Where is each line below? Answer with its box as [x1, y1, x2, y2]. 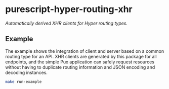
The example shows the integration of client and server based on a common [5, 48, 164, 54]
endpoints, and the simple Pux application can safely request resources [5, 59, 154, 65]
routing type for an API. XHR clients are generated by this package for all [5, 53, 157, 59]
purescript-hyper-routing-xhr [5, 4, 133, 15]
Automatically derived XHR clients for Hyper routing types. [5, 20, 128, 26]
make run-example [5, 79, 42, 84]
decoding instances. [5, 69, 48, 75]
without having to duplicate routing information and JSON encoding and [5, 64, 155, 70]
